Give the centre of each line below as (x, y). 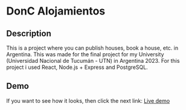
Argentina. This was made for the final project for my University (85, 54)
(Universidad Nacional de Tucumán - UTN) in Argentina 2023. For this (93, 61)
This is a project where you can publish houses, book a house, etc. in (92, 48)
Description (29, 34)
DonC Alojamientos (56, 11)
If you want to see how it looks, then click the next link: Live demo (88, 100)
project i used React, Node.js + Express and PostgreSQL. (77, 67)
